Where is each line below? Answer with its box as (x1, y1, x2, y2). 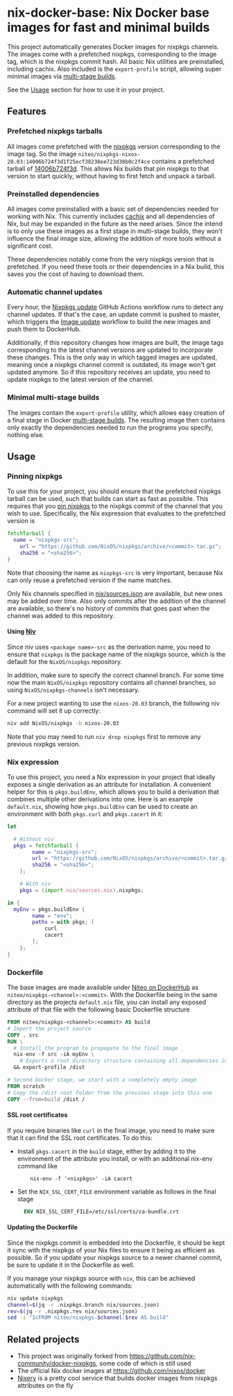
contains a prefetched (151, 157, 215, 165)
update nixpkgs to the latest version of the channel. (7, 375, 154, 384)
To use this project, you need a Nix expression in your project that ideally (7, 772, 216, 781)
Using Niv (7, 627, 36, 636)
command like (17, 1161, 58, 1170)
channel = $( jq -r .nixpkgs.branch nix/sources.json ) (7, 1301, 159, 1309)
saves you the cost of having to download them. (7, 269, 144, 278)
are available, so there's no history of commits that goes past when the (7, 604, 210, 612)
